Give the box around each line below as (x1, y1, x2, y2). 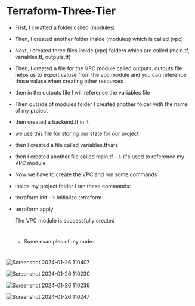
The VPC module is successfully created (14, 217, 115, 224)
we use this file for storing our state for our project (14, 130, 139, 137)
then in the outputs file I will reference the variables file (14, 89, 150, 96)
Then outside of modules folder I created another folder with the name (14, 100, 188, 108)
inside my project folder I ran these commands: (14, 182, 131, 189)
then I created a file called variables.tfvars (14, 141, 118, 148)
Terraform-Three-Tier (6, 4, 116, 18)
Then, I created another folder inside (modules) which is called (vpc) (14, 35, 184, 42)
